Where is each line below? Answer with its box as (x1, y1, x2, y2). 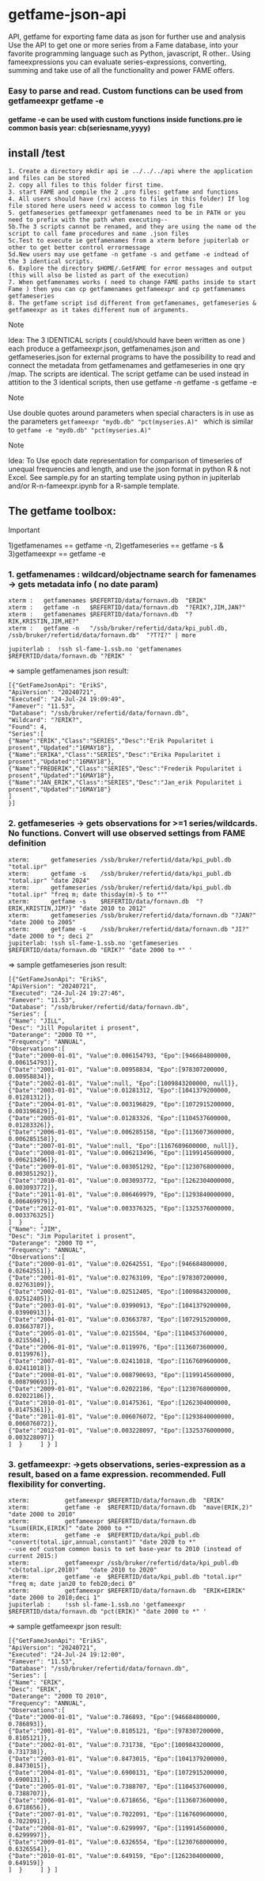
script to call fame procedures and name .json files (8, 230, 190, 238)
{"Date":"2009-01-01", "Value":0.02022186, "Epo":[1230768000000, (8, 1384, 232, 1393)
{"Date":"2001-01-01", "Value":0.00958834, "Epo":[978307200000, (8, 1065, 228, 1073)
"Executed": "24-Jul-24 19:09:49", (8, 696, 126, 704)
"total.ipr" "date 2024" (8, 877, 90, 885)
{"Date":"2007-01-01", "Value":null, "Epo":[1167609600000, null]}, (8, 1142, 239, 1150)
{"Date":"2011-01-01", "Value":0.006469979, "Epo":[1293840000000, (8, 1190, 236, 1199)
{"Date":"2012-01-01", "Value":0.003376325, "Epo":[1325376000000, (8, 1204, 236, 1212)
